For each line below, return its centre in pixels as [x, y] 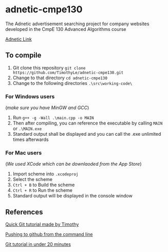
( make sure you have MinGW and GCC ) [47, 108]
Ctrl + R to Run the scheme [43, 190]
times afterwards [31, 139]
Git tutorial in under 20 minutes [38, 244]
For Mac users [24, 153]
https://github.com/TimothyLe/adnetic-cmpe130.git [68, 73]
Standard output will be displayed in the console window [72, 196]
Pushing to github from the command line [49, 235]
